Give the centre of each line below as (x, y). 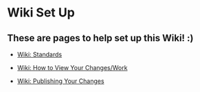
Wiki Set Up (41, 13)
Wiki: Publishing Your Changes (60, 81)
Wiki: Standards (40, 54)
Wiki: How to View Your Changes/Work (72, 68)
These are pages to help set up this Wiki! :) (100, 38)
